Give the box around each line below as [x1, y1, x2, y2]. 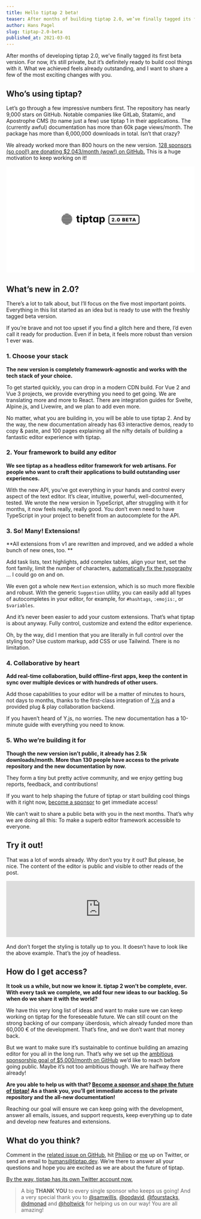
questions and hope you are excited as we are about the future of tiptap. [6, 1164, 184, 1171]
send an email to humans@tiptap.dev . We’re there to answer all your [6, 1158, 174, 1165]
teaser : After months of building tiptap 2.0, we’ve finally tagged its [6, 16, 191, 22]
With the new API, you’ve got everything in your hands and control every [6, 486, 185, 494]
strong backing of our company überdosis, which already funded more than [6, 1020, 193, 1027]
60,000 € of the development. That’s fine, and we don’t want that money [6, 1026, 185, 1033]
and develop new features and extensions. [6, 1118, 111, 1126]
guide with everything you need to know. [24, 721, 125, 728]
